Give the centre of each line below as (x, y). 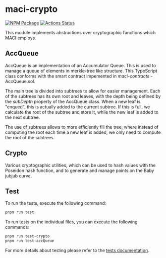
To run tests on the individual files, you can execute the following (71, 222)
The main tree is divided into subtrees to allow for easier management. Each (83, 91)
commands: (17, 227)
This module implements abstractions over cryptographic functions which (81, 32)
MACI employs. (21, 38)
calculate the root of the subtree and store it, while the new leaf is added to (82, 112)
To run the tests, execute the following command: (56, 203)
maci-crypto (31, 9)
